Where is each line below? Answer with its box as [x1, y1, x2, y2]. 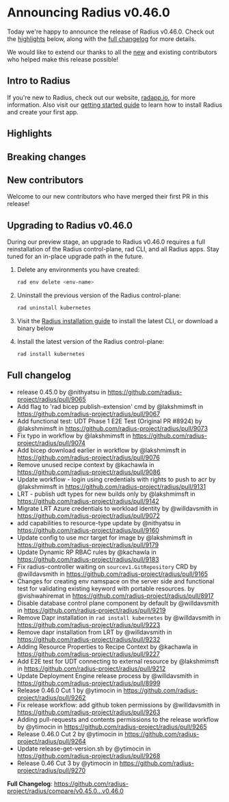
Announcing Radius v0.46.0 [7, 5, 171, 21]
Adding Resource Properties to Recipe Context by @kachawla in [16, 642, 198, 651]
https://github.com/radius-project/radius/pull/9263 [16, 707, 161, 716]
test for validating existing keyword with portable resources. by [16, 584, 195, 592]
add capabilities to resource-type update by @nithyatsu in [16, 518, 181, 527]
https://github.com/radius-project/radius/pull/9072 [16, 512, 161, 520]
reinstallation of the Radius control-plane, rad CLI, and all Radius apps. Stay [7, 245, 220, 253]
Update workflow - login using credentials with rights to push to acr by [16, 475, 216, 484]
